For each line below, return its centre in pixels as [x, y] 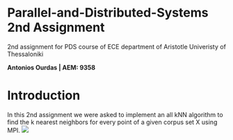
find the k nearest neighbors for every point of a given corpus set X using [112, 122]
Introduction [44, 96]
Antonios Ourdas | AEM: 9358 [51, 67]
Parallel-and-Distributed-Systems [108, 13]
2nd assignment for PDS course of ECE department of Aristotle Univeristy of [116, 46]
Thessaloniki [25, 54]
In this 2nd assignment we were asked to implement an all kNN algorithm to [115, 114]
